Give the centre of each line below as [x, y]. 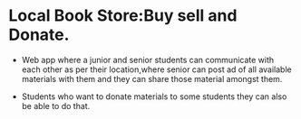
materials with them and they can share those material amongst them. [152, 78]
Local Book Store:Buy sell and [123, 16]
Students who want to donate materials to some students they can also [154, 96]
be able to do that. [56, 105]
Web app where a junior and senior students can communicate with [148, 59]
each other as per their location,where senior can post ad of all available [156, 69]
